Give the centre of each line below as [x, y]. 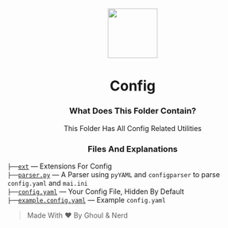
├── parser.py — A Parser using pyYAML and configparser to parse [114, 174]
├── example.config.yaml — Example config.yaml [87, 199]
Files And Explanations [133, 149]
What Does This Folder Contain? [133, 111]
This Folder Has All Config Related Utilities [133, 128]
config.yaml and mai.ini [48, 183]
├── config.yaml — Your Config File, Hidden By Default [96, 191]
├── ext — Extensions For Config [60, 166]
